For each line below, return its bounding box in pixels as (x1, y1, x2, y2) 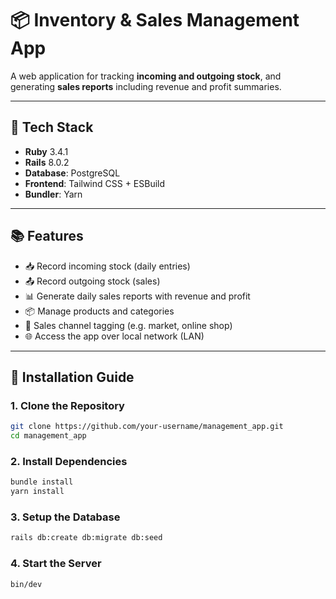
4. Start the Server (10, 557, 102, 571)
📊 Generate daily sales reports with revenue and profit (24, 290, 251, 302)
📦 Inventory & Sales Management (10, 9, 300, 32)
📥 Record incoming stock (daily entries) (24, 260, 191, 272)
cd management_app (10, 431, 87, 441)
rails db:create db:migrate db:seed (10, 533, 163, 543)
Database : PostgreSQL (24, 167, 121, 179)
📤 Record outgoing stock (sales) (24, 275, 161, 287)
